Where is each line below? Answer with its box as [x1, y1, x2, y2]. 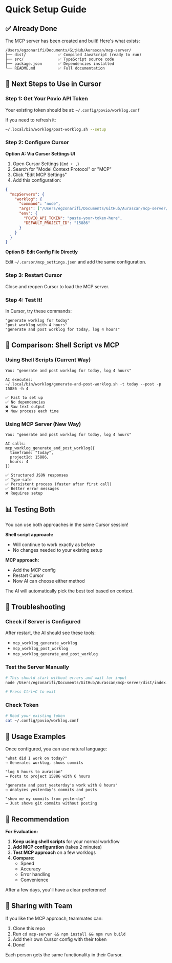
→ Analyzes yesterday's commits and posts [5, 787, 97, 793]
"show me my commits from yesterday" [5, 796, 86, 801]
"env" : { [18, 211, 38, 216]
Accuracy [20, 866, 41, 872]
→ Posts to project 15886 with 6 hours [5, 774, 91, 779]
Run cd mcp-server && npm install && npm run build [12, 931, 126, 937]
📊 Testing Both [5, 505, 55, 514]
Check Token [5, 702, 39, 709]
